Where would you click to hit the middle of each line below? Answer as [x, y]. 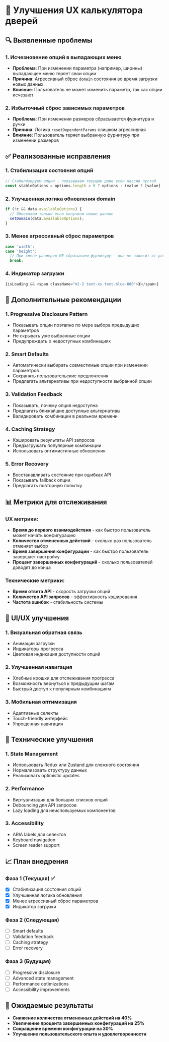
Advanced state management [43, 978]
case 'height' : [21, 251]
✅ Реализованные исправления [58, 156]
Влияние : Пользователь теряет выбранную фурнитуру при [76, 135]
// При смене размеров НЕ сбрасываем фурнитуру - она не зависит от [83, 256]
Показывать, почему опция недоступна [55, 405]
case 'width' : [20, 247]
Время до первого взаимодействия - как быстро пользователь [81, 530]
